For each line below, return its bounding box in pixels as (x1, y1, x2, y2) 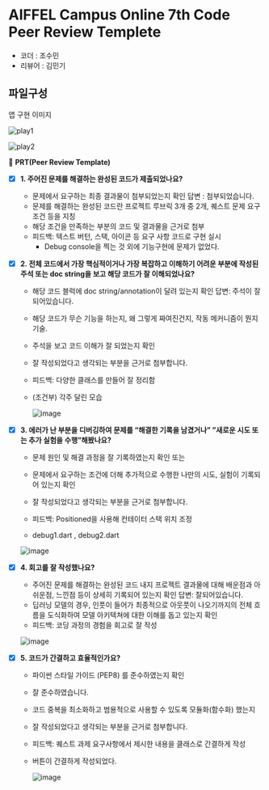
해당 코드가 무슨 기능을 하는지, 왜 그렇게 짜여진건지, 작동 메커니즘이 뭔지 (32, 313, 258, 323)
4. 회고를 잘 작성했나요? (19, 562, 95, 572)
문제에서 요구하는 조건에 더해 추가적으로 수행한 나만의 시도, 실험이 (32, 469, 240, 479)
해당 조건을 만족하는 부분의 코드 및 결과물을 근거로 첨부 (32, 221, 205, 231)
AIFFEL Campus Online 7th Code (8, 6, 230, 24)
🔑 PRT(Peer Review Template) (8, 157, 111, 167)
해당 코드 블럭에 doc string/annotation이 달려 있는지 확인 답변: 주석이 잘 (32, 285, 261, 296)
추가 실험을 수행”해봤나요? (27, 435, 111, 445)
